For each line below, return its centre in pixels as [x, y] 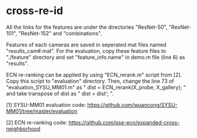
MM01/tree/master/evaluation [42, 111]
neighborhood [23, 129]
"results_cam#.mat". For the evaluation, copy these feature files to [86, 51]
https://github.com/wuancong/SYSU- [133, 105]
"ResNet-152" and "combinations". [60, 33]
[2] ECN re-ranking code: [37, 122]
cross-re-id [35, 11]
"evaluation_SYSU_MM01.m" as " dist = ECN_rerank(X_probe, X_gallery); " [96, 87]
